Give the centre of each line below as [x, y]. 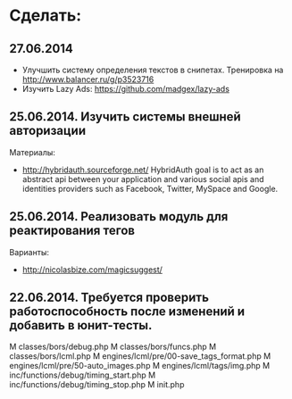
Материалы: [33, 152]
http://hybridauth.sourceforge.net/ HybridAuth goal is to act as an [143, 170]
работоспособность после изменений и [127, 312]
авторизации [48, 131]
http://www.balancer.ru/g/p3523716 [88, 79]
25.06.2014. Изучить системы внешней [125, 117]
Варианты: [29, 252]
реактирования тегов [72, 231]
